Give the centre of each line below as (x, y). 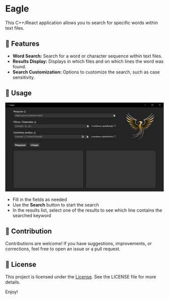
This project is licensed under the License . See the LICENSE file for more (81, 276)
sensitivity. (24, 77)
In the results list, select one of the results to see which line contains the (87, 210)
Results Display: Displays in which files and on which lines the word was (88, 61)
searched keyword (32, 216)
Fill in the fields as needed (39, 199)
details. (13, 282)
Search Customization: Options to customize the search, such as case (86, 72)
